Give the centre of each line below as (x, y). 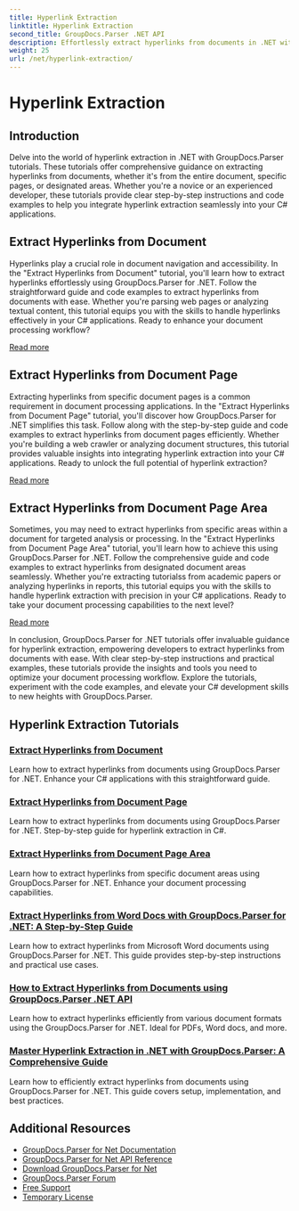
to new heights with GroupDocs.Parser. (81, 697)
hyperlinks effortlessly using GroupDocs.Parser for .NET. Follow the (133, 282)
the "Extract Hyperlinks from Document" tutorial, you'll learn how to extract (147, 273)
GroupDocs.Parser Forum (69, 1178)
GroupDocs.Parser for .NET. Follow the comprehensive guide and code (139, 558)
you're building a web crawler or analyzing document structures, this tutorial (149, 444)
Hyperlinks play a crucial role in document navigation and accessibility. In (144, 263)
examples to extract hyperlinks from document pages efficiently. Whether (144, 434)
